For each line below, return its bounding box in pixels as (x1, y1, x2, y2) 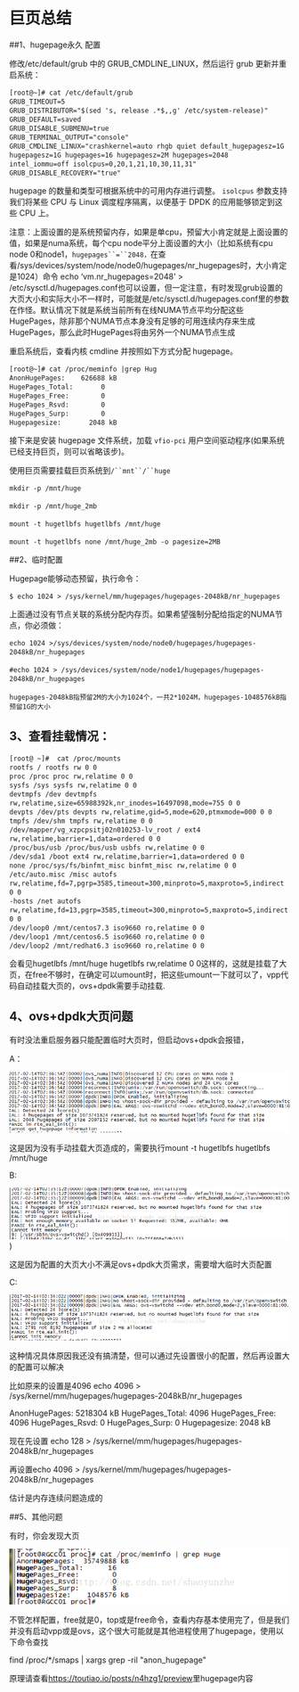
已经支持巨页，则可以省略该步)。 (9, 446, 130, 456)
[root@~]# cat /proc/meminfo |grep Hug (9, 365, 158, 374)
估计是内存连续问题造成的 (9, 1492, 103, 1503)
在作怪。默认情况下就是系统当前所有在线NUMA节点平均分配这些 (9, 304, 245, 315)
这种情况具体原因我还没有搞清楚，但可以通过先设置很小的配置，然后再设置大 (9, 1351, 290, 1361)
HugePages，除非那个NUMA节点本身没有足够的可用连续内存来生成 (9, 316, 255, 326)
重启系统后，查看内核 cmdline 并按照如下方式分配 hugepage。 (9, 345, 238, 357)
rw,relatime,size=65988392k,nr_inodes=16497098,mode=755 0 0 (9, 799, 241, 808)
